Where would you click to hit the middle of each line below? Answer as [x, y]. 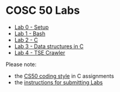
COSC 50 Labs [43, 11]
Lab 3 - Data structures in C [49, 46]
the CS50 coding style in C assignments [64, 76]
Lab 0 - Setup [31, 27]
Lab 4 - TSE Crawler [40, 52]
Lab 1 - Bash [30, 33]
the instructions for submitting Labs [58, 82]
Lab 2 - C [26, 40]
